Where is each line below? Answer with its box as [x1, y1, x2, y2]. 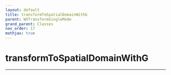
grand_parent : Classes [5, 21, 53, 27]
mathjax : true [5, 31, 36, 36]
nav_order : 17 [5, 26, 36, 31]
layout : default [5, 7, 40, 13]
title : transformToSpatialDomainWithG [5, 12, 88, 17]
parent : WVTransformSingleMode [5, 17, 72, 22]
